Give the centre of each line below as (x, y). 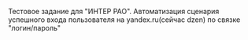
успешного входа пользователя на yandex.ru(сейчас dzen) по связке (124, 20)
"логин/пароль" (35, 28)
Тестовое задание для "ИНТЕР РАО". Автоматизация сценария (114, 11)
